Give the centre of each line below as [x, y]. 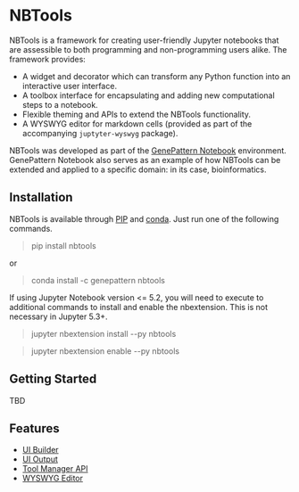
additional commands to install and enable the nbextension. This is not [139, 307]
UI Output [40, 459]
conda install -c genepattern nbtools [98, 280]
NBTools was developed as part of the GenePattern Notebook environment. [148, 150]
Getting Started [53, 379]
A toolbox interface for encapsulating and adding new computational [148, 95]
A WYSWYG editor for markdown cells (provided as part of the [137, 123]
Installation [41, 197]
